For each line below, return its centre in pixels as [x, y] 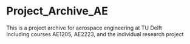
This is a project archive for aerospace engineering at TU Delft [84, 28]
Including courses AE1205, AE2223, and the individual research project [95, 34]
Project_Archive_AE [57, 11]
